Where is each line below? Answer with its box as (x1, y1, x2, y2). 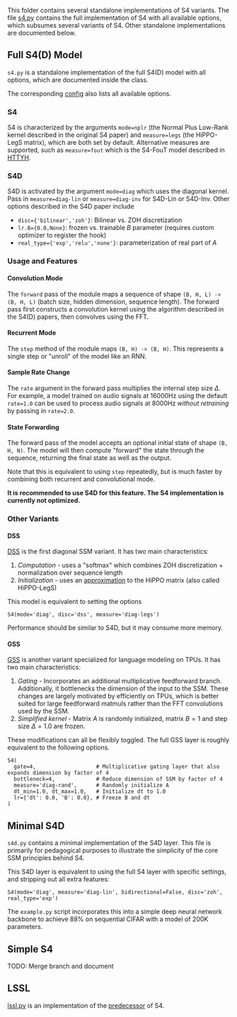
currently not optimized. (7, 496, 81, 505)
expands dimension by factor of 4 (7, 769, 110, 776)
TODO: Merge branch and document (7, 962, 114, 971)
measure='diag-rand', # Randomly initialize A (13, 782, 170, 789)
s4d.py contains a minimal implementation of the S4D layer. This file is (7, 839, 211, 847)
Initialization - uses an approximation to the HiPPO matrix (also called (17, 576, 220, 585)
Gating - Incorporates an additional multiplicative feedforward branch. (17, 677, 222, 686)
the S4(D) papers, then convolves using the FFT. (7, 312, 149, 321)
